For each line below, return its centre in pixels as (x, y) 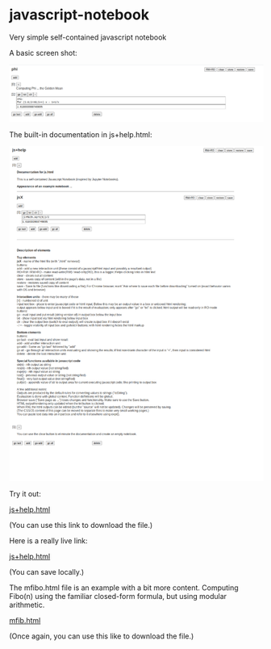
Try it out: (25, 493)
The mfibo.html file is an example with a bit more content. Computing (124, 588)
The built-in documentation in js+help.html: (81, 134)
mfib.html (25, 620)
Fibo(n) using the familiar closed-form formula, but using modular (118, 596)
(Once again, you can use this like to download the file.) (102, 636)
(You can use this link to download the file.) (81, 525)
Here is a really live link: (48, 540)
